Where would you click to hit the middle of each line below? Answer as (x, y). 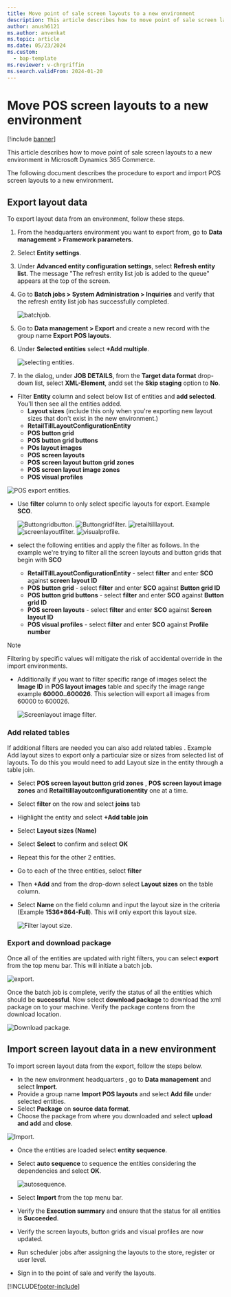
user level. (32, 1259)
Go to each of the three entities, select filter (79, 871)
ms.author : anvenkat (37, 33)
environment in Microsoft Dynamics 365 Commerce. (81, 160)
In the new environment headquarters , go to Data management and (114, 1079)
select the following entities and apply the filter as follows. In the (108, 545)
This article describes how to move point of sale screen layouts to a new (110, 152)
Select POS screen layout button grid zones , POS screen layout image (119, 783)
